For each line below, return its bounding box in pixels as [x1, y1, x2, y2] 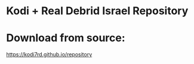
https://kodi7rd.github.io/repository [6, 51, 93, 58]
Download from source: [6, 31, 125, 45]
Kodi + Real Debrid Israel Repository [6, 4, 189, 18]
